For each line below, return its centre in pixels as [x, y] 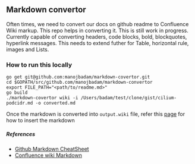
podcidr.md [20, 103]
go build [17, 93]
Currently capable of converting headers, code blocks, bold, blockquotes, [97, 37]
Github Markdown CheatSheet [52, 149]
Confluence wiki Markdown [48, 155]
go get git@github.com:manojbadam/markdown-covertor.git [78, 77]
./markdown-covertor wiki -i [42, 98]
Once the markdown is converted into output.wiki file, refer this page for [96, 114]
